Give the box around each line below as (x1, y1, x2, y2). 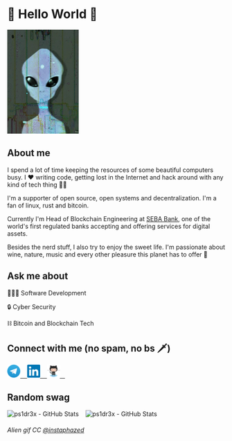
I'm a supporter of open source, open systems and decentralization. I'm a (7, 193, 217, 202)
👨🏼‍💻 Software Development (7, 288, 87, 297)
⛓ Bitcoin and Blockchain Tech (7, 319, 94, 327)
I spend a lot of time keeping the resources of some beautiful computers (7, 166, 213, 174)
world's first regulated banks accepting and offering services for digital (7, 222, 211, 230)
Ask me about (7, 270, 69, 282)
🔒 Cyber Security (7, 302, 56, 311)
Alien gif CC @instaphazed (7, 426, 84, 434)
